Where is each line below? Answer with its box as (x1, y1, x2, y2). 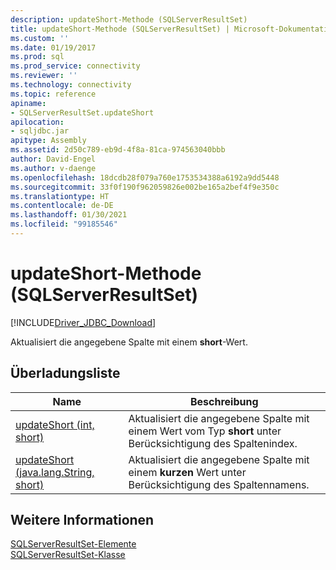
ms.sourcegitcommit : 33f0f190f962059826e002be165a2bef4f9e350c (10, 182, 280, 192)
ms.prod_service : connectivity (10, 61, 141, 71)
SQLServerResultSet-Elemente (10, 538, 137, 550)
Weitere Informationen (10, 512, 155, 529)
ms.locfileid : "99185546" (10, 219, 118, 230)
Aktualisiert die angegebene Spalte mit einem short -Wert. (10, 336, 248, 348)
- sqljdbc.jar (10, 126, 70, 136)
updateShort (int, (15, 417, 95, 431)
